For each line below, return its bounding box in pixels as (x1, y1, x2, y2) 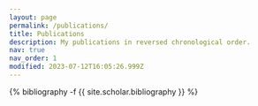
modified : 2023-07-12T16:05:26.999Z (9, 63, 144, 72)
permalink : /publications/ (9, 21, 109, 30)
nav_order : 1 (9, 54, 57, 63)
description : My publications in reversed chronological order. (9, 37, 251, 47)
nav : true (9, 46, 46, 55)
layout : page (9, 12, 57, 22)
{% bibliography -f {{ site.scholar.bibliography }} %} (9, 86, 199, 97)
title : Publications (9, 29, 86, 38)
